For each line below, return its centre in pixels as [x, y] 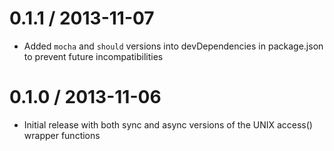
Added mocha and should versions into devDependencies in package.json [173, 46]
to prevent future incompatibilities [93, 56]
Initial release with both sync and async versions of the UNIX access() [168, 124]
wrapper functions [62, 135]
